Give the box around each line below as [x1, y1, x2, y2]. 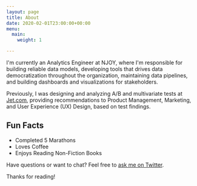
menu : [6, 25, 20, 32]
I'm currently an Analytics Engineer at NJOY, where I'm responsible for [6, 59, 183, 66]
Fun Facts [6, 121, 44, 131]
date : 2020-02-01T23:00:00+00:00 [6, 20, 91, 26]
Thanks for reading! [6, 173, 56, 180]
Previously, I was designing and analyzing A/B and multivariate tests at [6, 90, 183, 97]
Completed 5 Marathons [15, 136, 76, 144]
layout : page [6, 8, 39, 15]
